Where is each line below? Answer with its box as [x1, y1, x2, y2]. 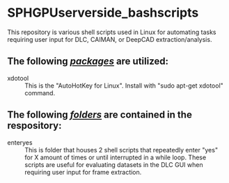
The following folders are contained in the [7, 109, 193, 121]
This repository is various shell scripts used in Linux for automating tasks [7, 28, 216, 36]
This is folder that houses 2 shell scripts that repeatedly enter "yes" [24, 145, 218, 154]
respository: [7, 120, 62, 132]
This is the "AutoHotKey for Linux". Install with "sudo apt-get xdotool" [24, 81, 224, 90]
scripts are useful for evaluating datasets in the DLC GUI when [24, 160, 203, 168]
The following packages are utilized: [7, 56, 169, 67]
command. [24, 88, 56, 97]
